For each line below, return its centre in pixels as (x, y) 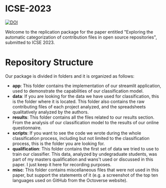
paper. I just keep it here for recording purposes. (62, 164)
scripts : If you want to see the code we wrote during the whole (77, 133)
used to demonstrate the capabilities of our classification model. (78, 91)
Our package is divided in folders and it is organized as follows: (70, 76)
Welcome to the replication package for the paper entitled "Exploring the (79, 32)
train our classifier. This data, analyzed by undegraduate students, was (85, 154)
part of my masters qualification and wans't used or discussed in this (83, 159)
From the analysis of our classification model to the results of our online (85, 122)
